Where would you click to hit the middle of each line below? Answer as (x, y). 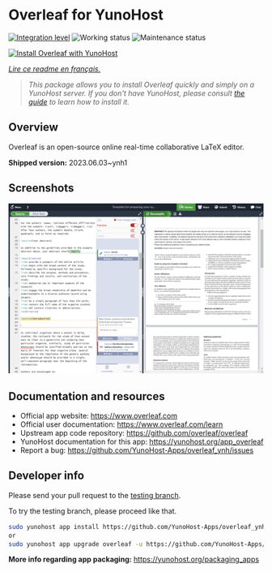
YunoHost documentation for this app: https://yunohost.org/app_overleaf (142, 442)
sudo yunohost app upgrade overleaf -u (76, 544)
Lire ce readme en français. (55, 69)
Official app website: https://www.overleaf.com (99, 416)
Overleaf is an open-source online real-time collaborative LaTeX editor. (126, 147)
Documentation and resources (87, 396)
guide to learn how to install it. (79, 101)
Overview (34, 127)
